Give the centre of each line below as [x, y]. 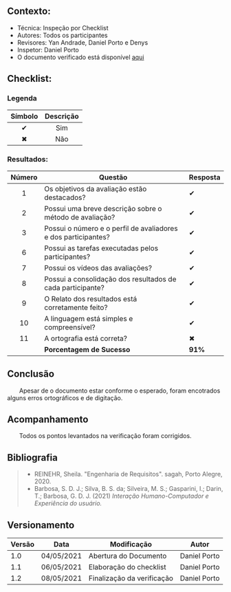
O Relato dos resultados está [91, 298]
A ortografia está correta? [86, 338]
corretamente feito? [76, 307]
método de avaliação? [80, 217]
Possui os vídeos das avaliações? [98, 267]
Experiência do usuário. [68, 503]
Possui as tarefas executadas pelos [101, 248]
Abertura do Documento [128, 556]
